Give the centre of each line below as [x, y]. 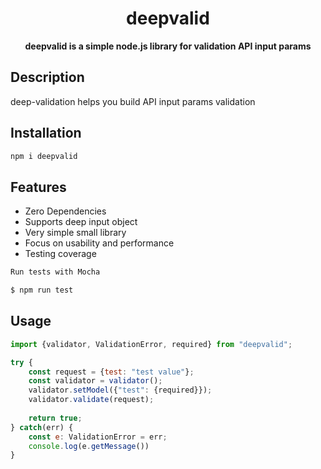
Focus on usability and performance [99, 243]
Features [38, 187]
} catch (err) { [42, 427]
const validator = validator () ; [95, 381]
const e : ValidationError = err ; [98, 437]
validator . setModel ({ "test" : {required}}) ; [120, 390]
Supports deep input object [81, 222]
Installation [46, 133]
